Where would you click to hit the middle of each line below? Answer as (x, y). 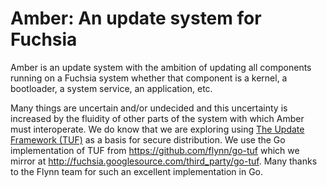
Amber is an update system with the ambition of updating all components (161, 67)
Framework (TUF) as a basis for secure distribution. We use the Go (148, 139)
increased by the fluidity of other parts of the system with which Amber (157, 118)
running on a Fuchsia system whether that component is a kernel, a (149, 78)
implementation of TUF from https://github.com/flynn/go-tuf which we (155, 150)
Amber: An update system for (136, 18)
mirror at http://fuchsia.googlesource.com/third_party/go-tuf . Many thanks (164, 161)
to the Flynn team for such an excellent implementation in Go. (137, 171)
